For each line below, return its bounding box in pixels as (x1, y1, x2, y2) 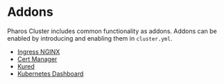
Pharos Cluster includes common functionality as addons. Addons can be (7, 27, 217, 35)
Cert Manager (17, 54, 58, 63)
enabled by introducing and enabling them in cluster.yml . (7, 34, 173, 42)
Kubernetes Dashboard (17, 70, 84, 78)
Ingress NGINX (17, 48, 60, 56)
